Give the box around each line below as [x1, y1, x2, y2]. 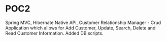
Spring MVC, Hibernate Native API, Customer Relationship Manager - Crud [5, 19, 161, 25]
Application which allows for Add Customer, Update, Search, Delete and [5, 24, 156, 30]
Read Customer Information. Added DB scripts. [5, 30, 104, 36]
